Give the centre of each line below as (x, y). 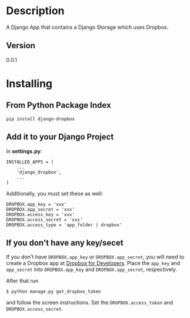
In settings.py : (24, 151)
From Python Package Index (59, 105)
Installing (29, 83)
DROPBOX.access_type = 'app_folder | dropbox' (64, 225)
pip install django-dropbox (41, 119)
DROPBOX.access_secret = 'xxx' (44, 220)
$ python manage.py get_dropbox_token (54, 292)
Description (35, 11)
